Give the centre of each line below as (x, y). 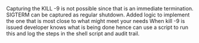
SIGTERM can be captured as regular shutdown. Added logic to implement (98, 15)
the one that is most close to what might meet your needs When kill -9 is (96, 21)
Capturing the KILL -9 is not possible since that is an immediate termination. (100, 9)
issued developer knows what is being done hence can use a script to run (97, 27)
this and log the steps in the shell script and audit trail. (73, 34)
